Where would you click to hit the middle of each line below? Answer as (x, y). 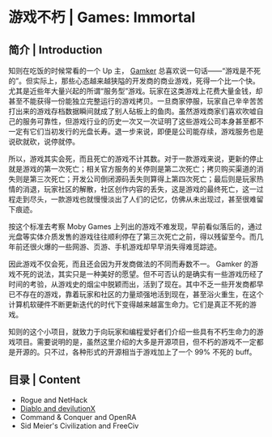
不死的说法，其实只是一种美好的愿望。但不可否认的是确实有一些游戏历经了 (139, 274)
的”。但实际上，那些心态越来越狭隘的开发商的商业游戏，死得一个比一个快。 (134, 81)
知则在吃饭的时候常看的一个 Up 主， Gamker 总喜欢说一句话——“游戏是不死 (135, 71)
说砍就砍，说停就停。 (44, 142)
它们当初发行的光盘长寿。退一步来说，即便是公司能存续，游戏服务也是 (147, 132)
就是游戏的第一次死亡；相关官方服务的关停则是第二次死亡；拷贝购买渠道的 (132, 169)
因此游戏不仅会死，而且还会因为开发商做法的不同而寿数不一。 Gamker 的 (130, 264)
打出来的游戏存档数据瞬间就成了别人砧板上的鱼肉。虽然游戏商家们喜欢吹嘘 (132, 111)
